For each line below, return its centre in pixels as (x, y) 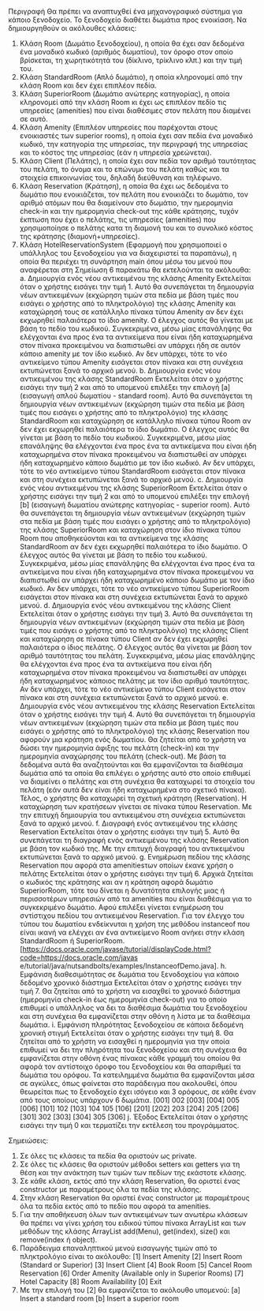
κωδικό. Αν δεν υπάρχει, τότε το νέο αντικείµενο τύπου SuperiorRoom (134, 588)
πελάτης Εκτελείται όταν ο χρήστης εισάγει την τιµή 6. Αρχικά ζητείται (136, 874)
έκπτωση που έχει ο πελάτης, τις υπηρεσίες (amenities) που (118, 219)
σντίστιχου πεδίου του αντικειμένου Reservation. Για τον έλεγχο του (132, 916)
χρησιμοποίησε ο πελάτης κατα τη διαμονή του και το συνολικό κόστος (136, 228)
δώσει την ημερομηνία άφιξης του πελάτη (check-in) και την (119, 748)
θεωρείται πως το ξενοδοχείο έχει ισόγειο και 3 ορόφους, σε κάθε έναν (138, 1092)
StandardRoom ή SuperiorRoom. (72, 941)
